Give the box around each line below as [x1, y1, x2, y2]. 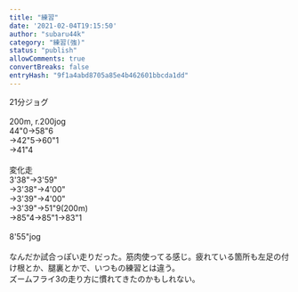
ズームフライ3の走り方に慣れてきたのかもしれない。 [9, 273, 200, 284]
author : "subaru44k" [9, 29, 86, 38]
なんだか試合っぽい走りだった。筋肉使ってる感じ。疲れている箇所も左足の [9, 251, 282, 262]
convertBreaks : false [9, 63, 90, 72]
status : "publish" [9, 46, 77, 55]
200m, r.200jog [9, 116, 67, 126]
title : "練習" [9, 12, 60, 22]
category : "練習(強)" [9, 37, 85, 47]
